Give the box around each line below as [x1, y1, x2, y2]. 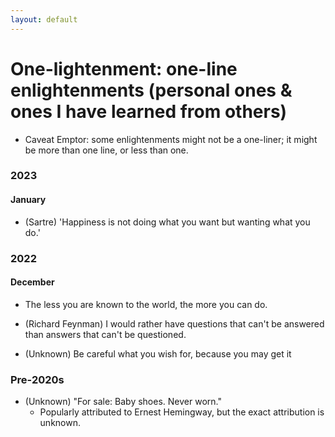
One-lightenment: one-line [10, 57, 238, 80]
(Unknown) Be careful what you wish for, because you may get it [24, 347, 292, 360]
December [10, 276, 55, 288]
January [10, 194, 47, 206]
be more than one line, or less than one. [24, 144, 189, 156]
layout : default [10, 14, 78, 25]
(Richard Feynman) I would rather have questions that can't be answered [24, 317, 325, 330]
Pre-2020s [10, 372, 65, 386]
